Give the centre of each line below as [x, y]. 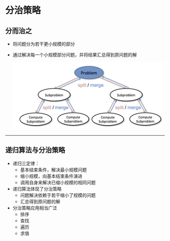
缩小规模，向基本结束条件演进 [51, 176]
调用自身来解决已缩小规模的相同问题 [58, 182]
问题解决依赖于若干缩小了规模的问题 [58, 195]
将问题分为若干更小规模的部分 [44, 44]
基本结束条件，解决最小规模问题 [53, 170]
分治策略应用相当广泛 [35, 208]
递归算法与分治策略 [35, 150]
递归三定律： [26, 163]
